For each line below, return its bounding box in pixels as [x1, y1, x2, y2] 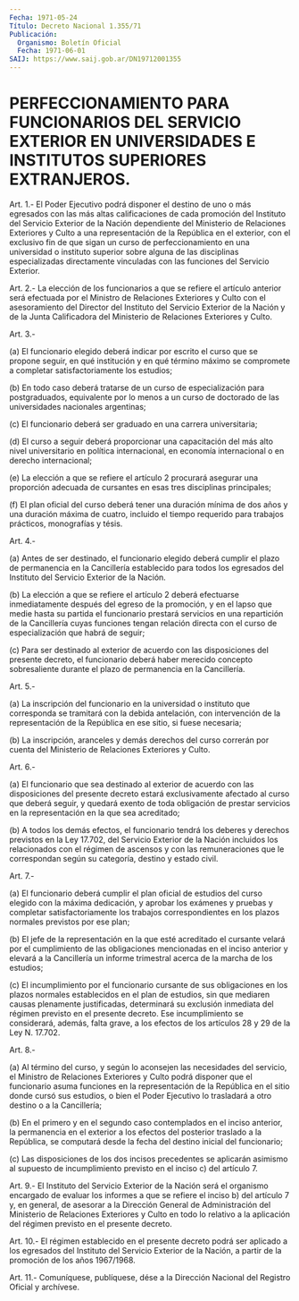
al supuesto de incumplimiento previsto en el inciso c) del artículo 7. [9, 1162, 259, 1173]
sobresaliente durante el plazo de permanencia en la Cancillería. [9, 663, 245, 674]
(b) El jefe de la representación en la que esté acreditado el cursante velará [9, 933, 286, 944]
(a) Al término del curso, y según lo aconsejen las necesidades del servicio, [9, 1061, 287, 1072]
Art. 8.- [9, 1044, 36, 1055]
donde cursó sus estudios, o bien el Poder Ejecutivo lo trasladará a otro [9, 1090, 272, 1101]
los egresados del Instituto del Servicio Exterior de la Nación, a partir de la [9, 1245, 282, 1255]
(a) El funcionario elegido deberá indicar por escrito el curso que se [9, 345, 259, 356]
